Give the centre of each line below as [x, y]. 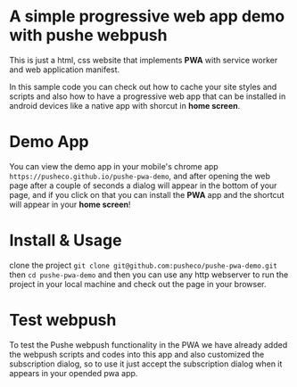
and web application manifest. [65, 70]
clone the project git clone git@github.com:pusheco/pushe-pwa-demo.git [144, 265]
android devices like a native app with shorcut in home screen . [125, 105]
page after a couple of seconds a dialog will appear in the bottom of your [143, 185]
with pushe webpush [88, 35]
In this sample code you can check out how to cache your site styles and [143, 86]
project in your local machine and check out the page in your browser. [138, 284]
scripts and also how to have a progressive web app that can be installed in [148, 96]
